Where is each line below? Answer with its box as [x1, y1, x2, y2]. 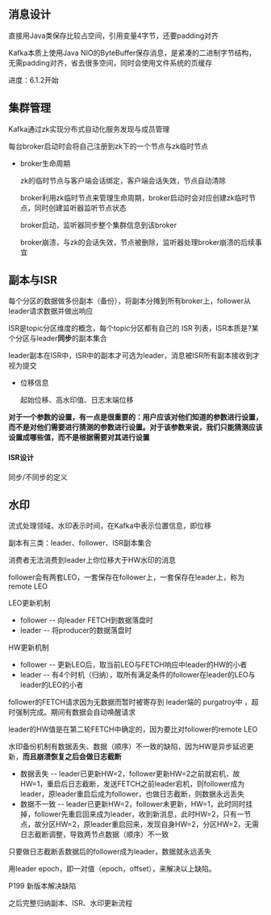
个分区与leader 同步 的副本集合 [8, 334, 107, 344]
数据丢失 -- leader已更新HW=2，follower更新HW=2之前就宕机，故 [19, 769, 240, 778]
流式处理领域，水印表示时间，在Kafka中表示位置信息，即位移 [8, 521, 211, 531]
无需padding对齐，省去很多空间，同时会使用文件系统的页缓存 [8, 57, 212, 67]
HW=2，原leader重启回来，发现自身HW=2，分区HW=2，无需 [55, 820, 260, 829]
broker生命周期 [19, 158, 71, 168]
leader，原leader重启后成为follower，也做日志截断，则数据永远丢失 [19, 789, 244, 799]
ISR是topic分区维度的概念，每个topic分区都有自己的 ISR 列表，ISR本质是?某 [8, 323, 259, 333]
